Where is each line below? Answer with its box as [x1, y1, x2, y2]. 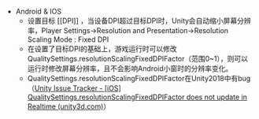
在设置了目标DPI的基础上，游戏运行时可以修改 [27, 44, 177, 54]
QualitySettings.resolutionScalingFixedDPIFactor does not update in [27, 92, 248, 102]
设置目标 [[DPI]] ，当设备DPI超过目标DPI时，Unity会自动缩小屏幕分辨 [27, 16, 252, 25]
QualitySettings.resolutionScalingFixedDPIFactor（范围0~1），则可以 [27, 54, 249, 63]
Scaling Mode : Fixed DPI [27, 35, 109, 44]
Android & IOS [15, 7, 62, 16]
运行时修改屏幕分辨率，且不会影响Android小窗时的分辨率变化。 [27, 64, 233, 73]
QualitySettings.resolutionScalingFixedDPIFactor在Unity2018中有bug [27, 74, 251, 83]
